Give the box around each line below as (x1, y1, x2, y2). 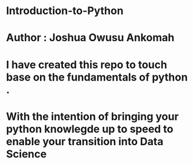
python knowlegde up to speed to (6, 122, 174, 136)
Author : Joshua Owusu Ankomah (6, 31, 175, 45)
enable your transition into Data (6, 135, 164, 148)
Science (6, 147, 47, 160)
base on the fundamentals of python (6, 71, 188, 83)
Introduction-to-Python (6, 4, 124, 18)
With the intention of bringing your (6, 110, 179, 123)
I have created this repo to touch (6, 58, 168, 71)
